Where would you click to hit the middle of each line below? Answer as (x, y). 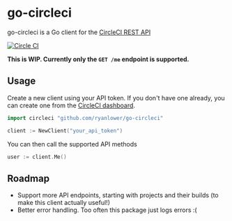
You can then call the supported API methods (72, 144)
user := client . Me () (37, 157)
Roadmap (29, 178)
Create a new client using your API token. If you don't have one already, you (116, 98)
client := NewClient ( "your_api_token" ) (65, 130)
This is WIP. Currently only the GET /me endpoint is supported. (98, 59)
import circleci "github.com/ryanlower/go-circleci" (85, 118)
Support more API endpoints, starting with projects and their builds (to (118, 195)
